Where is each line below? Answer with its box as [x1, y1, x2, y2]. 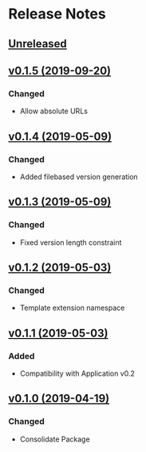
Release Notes [8, 5, 106, 23]
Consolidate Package [19, 434, 90, 444]
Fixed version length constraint [19, 238, 122, 247]
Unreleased [8, 37, 68, 51]
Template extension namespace [19, 303, 125, 313]
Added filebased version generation [19, 172, 138, 181]
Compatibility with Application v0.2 [19, 369, 136, 378]
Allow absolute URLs [19, 106, 88, 116]
